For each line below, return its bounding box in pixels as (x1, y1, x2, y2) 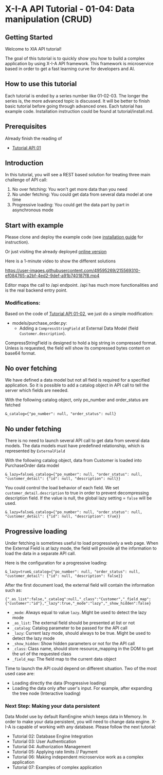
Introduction (5, 159, 44, 167)
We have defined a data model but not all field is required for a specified (5, 377, 150, 383)
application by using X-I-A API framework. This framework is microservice (5, 61, 154, 66)
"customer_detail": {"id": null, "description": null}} (5, 476, 121, 481)
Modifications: (5, 299, 40, 306)
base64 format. (5, 350, 36, 356)
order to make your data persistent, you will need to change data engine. (5, 719, 151, 725)
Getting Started (5, 33, 53, 41)
